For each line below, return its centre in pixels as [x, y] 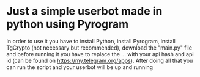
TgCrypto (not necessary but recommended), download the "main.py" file [99, 48]
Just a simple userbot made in [84, 11]
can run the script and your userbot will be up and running [80, 67]
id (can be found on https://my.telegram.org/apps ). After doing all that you [100, 61]
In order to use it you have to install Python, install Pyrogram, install [91, 41]
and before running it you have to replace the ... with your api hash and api [100, 54]
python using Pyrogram [68, 24]
